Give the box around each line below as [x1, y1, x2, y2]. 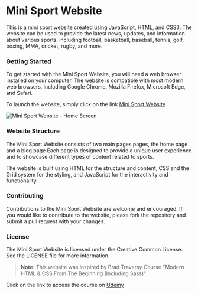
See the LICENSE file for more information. [6, 252, 110, 259]
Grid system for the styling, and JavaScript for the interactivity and [6, 171, 168, 178]
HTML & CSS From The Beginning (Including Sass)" [20, 270, 147, 277]
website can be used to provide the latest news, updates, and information [6, 30, 185, 37]
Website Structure [6, 127, 60, 135]
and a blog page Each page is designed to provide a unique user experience [6, 146, 192, 154]
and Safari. [6, 90, 33, 97]
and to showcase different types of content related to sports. [6, 153, 154, 160]
